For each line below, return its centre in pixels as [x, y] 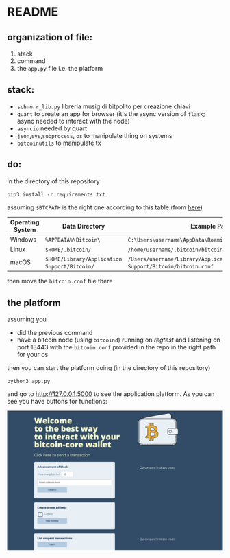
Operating [25, 222]
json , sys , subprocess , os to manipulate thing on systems [94, 135]
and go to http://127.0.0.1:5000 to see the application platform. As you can [111, 394]
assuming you [27, 319]
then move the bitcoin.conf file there [60, 281]
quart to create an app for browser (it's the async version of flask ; [111, 113]
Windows [23, 240]
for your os [33, 355]
